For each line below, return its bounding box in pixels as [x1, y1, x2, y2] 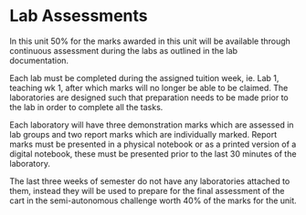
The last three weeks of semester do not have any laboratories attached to [9, 175, 290, 187]
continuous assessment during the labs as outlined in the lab [9, 45, 238, 56]
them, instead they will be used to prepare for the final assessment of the [9, 185, 285, 196]
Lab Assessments [9, 5, 148, 26]
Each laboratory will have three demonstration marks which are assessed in [9, 119, 294, 130]
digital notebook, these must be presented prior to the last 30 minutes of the [9, 148, 297, 159]
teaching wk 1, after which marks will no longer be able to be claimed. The [9, 82, 289, 93]
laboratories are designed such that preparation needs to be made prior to [9, 92, 290, 103]
